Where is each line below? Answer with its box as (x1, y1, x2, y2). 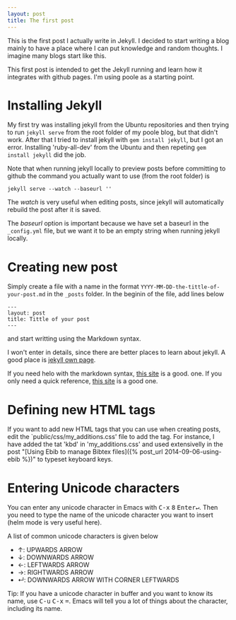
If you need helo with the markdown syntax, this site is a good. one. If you (7, 369, 223, 378)
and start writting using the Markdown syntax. (7, 334, 141, 343)
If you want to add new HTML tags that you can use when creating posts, (7, 425, 221, 433)
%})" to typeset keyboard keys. (21, 455, 113, 464)
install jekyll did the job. (7, 151, 86, 159)
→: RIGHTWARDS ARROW (17, 568, 94, 577)
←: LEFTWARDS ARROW (17, 561, 90, 569)
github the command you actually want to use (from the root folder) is (7, 172, 210, 180)
